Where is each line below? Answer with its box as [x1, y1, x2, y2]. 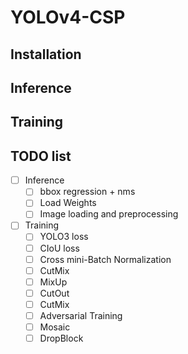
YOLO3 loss [39, 231, 89, 243]
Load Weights [39, 197, 97, 209]
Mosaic [39, 321, 71, 333]
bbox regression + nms [39, 186, 136, 198]
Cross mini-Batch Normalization [39, 253, 172, 265]
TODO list [10, 147, 72, 165]
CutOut [39, 287, 70, 299]
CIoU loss [39, 242, 80, 254]
